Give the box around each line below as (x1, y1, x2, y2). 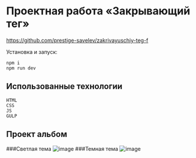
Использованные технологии (6, 81, 123, 92)
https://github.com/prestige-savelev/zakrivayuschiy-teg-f (6, 37, 149, 44)
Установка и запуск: (6, 48, 58, 55)
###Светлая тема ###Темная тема (6, 145, 119, 152)
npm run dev (6, 65, 36, 71)
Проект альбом (6, 129, 68, 139)
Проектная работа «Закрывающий (6, 4, 191, 18)
